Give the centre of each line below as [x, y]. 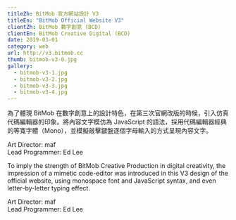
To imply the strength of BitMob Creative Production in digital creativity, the [117, 166]
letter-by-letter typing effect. [49, 188]
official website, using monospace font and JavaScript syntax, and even [112, 181]
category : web [28, 46]
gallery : [20, 66]
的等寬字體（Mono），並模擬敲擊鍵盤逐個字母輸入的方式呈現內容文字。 [110, 131]
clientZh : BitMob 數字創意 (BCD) [54, 27]
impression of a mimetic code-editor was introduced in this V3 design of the [118, 174]
